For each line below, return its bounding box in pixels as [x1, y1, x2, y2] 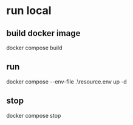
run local [6, 4, 52, 18]
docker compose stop [6, 112, 61, 119]
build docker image [6, 28, 81, 38]
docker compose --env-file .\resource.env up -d [6, 77, 128, 85]
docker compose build [6, 44, 63, 51]
